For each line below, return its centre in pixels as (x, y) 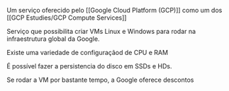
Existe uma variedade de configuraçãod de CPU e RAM (87, 53)
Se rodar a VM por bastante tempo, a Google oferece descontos (100, 80)
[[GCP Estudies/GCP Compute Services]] (67, 18)
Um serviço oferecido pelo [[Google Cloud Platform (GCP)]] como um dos (114, 10)
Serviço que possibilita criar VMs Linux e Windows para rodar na (101, 31)
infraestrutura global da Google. (53, 39)
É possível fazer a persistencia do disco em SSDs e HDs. (89, 66)
